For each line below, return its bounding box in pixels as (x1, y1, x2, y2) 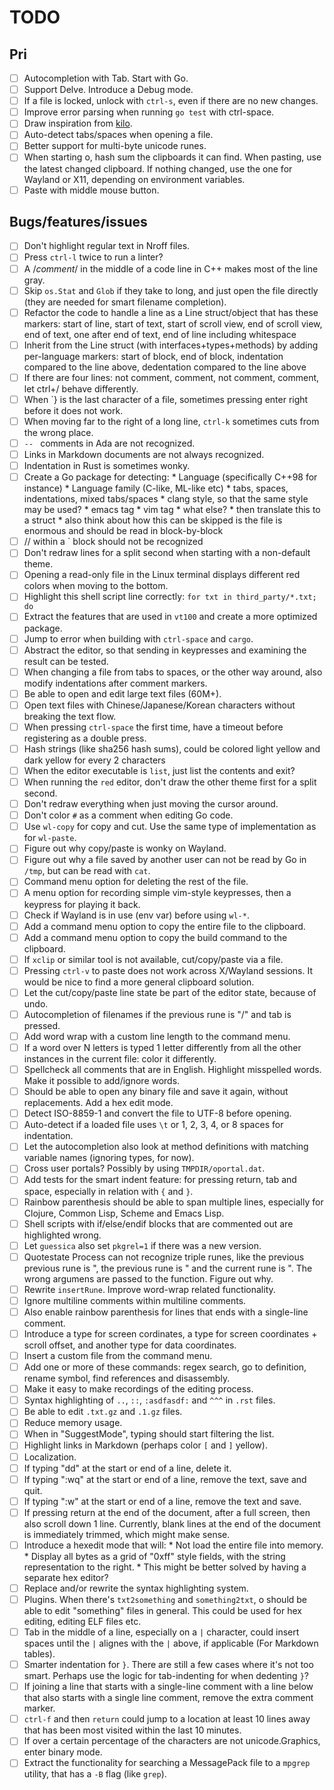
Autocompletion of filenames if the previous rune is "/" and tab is (23, 1008, 292, 1020)
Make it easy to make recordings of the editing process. (23, 1383, 254, 1395)
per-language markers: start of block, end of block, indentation (23, 350, 284, 362)
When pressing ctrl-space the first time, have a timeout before (23, 721, 284, 733)
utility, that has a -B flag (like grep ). (23, 1768, 167, 1780)
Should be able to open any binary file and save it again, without (23, 1086, 289, 1098)
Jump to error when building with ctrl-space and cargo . (23, 632, 254, 645)
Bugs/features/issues (9, 213, 148, 230)
